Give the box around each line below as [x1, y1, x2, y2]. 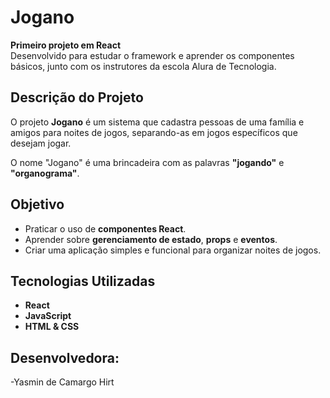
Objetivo [10, 196, 65, 213]
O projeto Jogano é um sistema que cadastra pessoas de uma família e [10, 116, 305, 128]
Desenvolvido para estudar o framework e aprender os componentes [10, 49, 295, 61]
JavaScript [24, 310, 72, 322]
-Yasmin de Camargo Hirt [10, 376, 115, 388]
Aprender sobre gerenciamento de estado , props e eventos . [24, 233, 278, 245]
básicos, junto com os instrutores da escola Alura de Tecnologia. [10, 60, 277, 72]
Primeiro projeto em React [10, 39, 122, 51]
